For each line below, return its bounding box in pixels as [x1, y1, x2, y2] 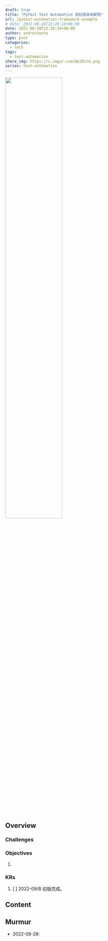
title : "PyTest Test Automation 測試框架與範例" [5, 12, 104, 17]
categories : [5, 40, 30, 45]
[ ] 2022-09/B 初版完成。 [12, 886, 65, 892]
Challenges [5, 836, 34, 843]
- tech [10, 45, 24, 50]
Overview [5, 821, 37, 829]
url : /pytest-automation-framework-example [5, 17, 98, 22]
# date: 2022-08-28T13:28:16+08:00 [5, 21, 80, 27]
